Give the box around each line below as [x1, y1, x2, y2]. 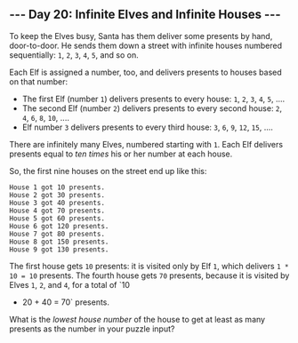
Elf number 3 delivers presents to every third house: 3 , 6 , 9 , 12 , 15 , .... [21, 122, 274, 132]
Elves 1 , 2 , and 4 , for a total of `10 [9, 279, 131, 290]
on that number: [9, 76, 68, 87]
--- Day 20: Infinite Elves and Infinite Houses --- [9, 7, 281, 22]
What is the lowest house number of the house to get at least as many [9, 314, 265, 324]
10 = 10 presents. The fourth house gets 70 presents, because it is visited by [9, 270, 290, 281]
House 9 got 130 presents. [9, 244, 109, 254]
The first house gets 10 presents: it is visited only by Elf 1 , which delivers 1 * [9, 260, 289, 271]
